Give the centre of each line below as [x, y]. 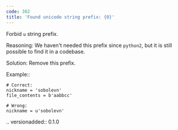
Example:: [18, 74]
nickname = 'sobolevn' [34, 90]
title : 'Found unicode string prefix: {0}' [60, 17]
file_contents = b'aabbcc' [39, 95]
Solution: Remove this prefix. [41, 63]
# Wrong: [17, 106]
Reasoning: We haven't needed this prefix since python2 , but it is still [89, 45]
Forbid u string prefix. [32, 34]
